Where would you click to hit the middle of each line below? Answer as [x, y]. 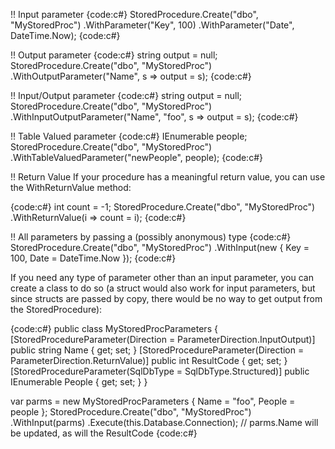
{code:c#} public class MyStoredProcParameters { [114, 328]
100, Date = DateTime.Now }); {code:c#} [93, 258]
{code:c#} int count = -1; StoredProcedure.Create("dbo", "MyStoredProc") [163, 207]
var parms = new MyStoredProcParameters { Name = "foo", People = [153, 401]
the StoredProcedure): [56, 309]
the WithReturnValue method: [71, 187]
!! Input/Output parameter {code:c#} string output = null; [126, 95]
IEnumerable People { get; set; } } [79, 382]
